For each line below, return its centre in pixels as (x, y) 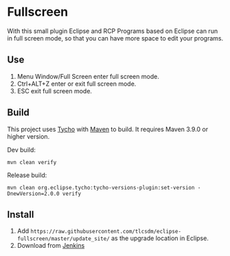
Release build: (27, 175)
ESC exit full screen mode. (55, 91)
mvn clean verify (32, 162)
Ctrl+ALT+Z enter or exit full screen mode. (77, 84)
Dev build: (22, 150)
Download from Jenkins (51, 246)
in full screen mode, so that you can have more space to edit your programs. (115, 38)
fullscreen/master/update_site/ (63, 239)
